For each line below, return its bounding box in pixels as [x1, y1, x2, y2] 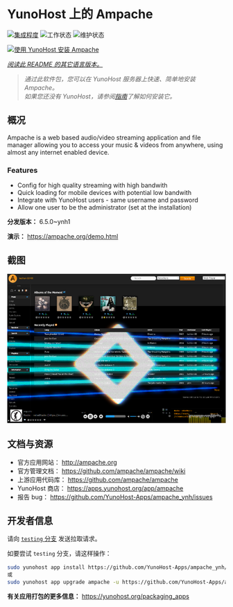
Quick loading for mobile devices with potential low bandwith [17, 189, 192, 197]
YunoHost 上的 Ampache [7, 6, 153, 22]
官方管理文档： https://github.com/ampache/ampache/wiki [17, 466, 186, 475]
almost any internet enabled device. [7, 148, 110, 156]
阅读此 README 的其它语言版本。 [7, 60, 103, 68]
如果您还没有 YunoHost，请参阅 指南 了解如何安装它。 [24, 92, 176, 101]
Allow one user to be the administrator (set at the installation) [17, 203, 192, 212]
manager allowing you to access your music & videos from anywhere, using [7, 140, 223, 149]
